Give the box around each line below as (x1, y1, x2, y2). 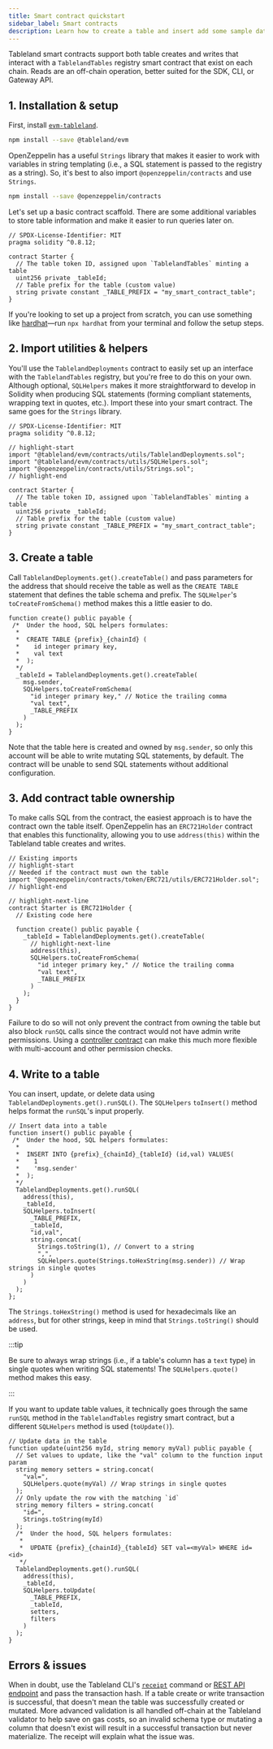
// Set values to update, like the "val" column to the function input (15, 1452, 264, 1460)
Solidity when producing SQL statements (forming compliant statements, (8, 389, 252, 399)
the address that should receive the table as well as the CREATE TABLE (8, 581, 239, 591)
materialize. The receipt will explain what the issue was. (8, 1732, 195, 1741)
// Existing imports (8, 855, 79, 863)
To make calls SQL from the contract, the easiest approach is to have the (8, 813, 252, 823)
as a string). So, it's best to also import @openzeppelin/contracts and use (8, 168, 252, 178)
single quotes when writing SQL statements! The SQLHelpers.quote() (8, 1364, 239, 1374)
